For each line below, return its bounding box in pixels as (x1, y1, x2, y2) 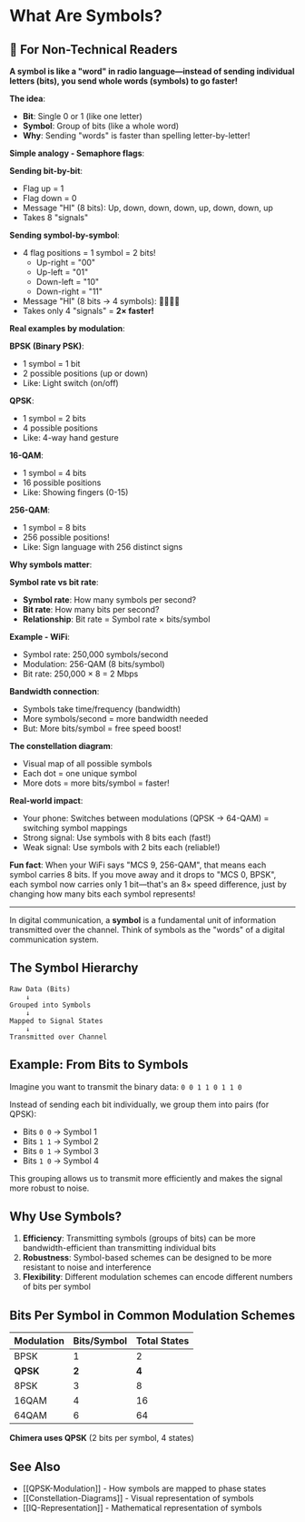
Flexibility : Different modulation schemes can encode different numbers (22, 1272, 293, 1283)
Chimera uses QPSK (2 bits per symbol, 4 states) (9, 1433, 195, 1444)
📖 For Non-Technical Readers (9, 42, 179, 57)
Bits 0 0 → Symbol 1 (22, 1126, 97, 1137)
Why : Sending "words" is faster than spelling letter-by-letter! (22, 130, 251, 141)
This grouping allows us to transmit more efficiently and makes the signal (9, 1172, 283, 1183)
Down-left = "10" (35, 277, 100, 287)
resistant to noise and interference (22, 1262, 152, 1273)
